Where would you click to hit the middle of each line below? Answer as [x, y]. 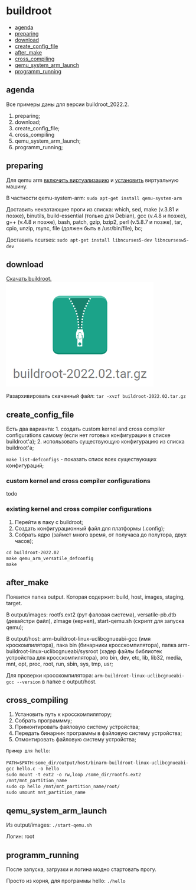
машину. [17, 186]
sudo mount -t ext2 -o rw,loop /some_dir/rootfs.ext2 [74, 775]
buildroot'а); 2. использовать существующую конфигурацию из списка [95, 442]
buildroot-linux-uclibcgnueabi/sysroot [52, 651]
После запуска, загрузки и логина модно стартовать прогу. [81, 869]
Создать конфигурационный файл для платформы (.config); [90, 528]
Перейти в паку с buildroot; [49, 522]
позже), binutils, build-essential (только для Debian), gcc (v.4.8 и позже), [97, 216]
